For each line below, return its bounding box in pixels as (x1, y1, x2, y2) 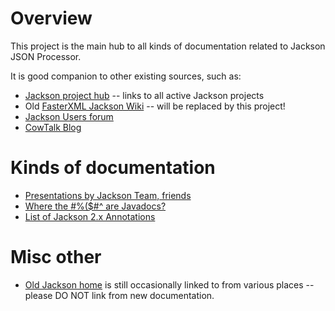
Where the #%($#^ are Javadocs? (24, 200, 167, 212)
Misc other (10, 246, 102, 269)
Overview (10, 7, 93, 30)
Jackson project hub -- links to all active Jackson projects (24, 89, 265, 101)
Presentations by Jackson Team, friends (24, 189, 192, 201)
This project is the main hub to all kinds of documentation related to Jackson (10, 40, 326, 52)
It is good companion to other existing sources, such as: (10, 70, 242, 82)
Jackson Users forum (24, 110, 114, 122)
